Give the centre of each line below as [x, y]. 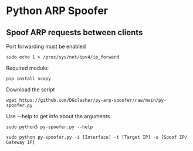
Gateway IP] [21, 142]
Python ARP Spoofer [57, 11]
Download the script [31, 90]
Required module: [28, 68]
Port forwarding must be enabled [46, 46]
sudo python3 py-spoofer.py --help [50, 127]
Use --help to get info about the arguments [58, 116]
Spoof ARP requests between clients [75, 32]
